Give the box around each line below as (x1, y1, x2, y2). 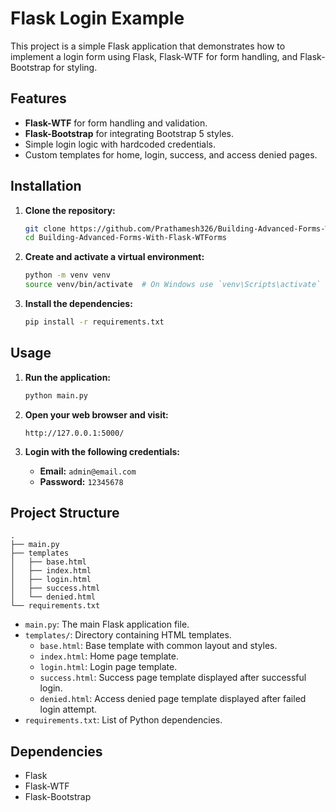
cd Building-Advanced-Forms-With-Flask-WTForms (24, 233, 227, 243)
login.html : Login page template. (39, 661, 178, 673)
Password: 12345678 (39, 475, 124, 487)
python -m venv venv (24, 270, 111, 281)
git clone (24, 223, 67, 234)
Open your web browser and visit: (24, 408, 169, 421)
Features (10, 90, 67, 107)
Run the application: (24, 371, 112, 383)
